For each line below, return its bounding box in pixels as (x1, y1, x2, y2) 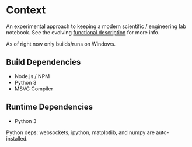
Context (6, 3, 46, 17)
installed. (6, 135, 28, 142)
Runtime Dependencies (6, 102, 93, 112)
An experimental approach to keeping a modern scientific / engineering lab (6, 23, 187, 30)
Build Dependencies (6, 57, 81, 67)
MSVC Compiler (14, 85, 54, 92)
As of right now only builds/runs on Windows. (6, 40, 116, 47)
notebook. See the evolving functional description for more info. (6, 29, 160, 36)
